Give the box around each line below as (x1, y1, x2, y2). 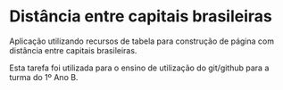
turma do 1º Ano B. (9, 71, 79, 82)
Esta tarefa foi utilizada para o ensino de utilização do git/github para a (9, 62, 270, 73)
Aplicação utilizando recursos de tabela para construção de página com (9, 36, 275, 46)
